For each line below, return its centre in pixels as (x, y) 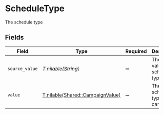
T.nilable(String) (61, 68)
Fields (15, 37)
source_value (23, 68)
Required (136, 51)
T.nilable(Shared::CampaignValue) (82, 95)
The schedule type (24, 22)
